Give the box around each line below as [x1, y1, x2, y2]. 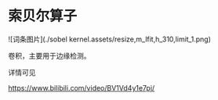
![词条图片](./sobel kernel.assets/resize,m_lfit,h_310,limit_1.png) [8, 34, 212, 44]
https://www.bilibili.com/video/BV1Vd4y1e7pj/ [8, 83, 155, 92]
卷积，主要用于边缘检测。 [8, 51, 91, 60]
